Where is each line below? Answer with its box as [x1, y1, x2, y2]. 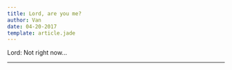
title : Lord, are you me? [7, 10, 81, 17]
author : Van [7, 17, 41, 24]
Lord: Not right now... [7, 49, 68, 57]
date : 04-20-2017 [7, 23, 57, 30]
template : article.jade [7, 29, 76, 37]
